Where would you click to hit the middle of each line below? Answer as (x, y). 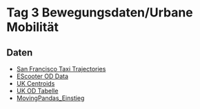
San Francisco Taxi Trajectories (61, 69)
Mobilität (33, 27)
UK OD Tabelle (37, 91)
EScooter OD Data (42, 76)
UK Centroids (36, 83)
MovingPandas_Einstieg (50, 98)
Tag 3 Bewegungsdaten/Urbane (100, 13)
